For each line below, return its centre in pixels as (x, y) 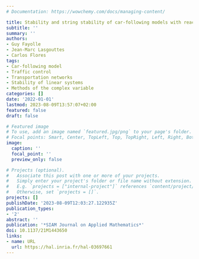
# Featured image (28, 127)
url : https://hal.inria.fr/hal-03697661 (62, 247)
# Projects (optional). (36, 170)
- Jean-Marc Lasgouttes (36, 50)
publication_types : (30, 208)
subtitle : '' (22, 28)
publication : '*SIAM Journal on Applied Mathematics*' (75, 225)
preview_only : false (37, 159)
